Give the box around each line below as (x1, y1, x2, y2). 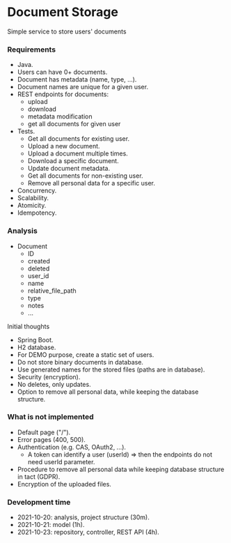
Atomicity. (17, 201, 47, 210)
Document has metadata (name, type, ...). (17, 75, 137, 84)
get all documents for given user (27, 120, 121, 128)
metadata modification (27, 112, 93, 121)
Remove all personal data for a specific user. (27, 179, 155, 188)
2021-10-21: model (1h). (17, 521, 85, 529)
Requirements (7, 45, 56, 54)
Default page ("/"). (17, 428, 71, 436)
